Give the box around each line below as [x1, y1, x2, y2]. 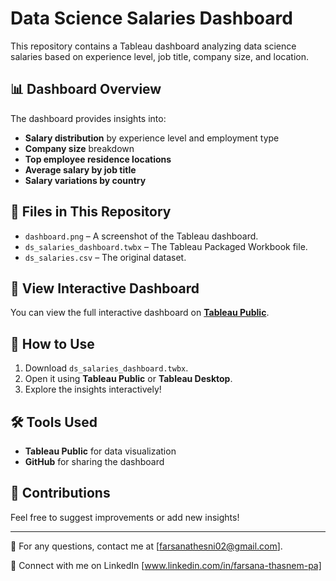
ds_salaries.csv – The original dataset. [24, 251, 187, 263]
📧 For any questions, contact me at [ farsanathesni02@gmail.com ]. [10, 540, 283, 552]
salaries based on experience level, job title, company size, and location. [10, 50, 309, 62]
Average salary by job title [24, 163, 137, 176]
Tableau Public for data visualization [24, 445, 177, 457]
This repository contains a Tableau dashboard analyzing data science [10, 40, 297, 52]
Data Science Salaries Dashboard [10, 7, 293, 30]
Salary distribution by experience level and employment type [24, 132, 280, 144]
